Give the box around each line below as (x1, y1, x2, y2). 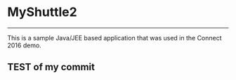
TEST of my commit (7, 61, 95, 73)
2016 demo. (7, 41, 42, 49)
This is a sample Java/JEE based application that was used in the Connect (7, 33, 223, 42)
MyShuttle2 (7, 4, 77, 20)
